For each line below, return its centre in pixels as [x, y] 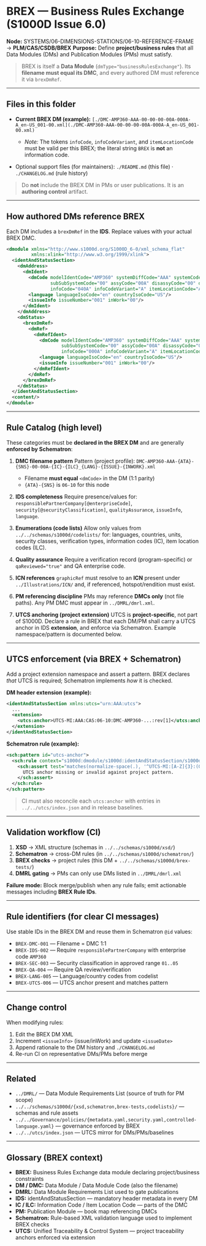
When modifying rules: [35, 1022]
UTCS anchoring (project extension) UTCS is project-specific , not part [106, 614]
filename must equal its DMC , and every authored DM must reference [110, 72]
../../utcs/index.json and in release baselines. [82, 808]
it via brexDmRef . [41, 79]
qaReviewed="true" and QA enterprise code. [70, 566]
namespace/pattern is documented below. [69, 634]
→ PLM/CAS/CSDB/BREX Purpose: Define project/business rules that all [100, 48]
